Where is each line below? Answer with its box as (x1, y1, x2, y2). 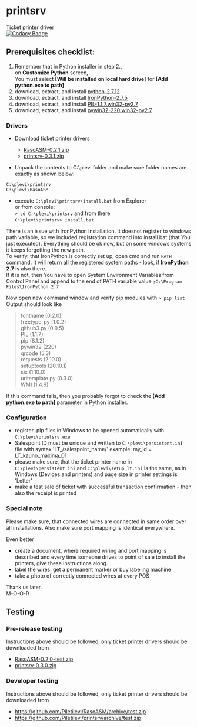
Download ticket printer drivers (14, 135, 90, 142)
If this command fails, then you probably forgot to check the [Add (6, 393, 165, 400)
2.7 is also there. (6, 265, 47, 272)
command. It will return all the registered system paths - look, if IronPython (6, 259, 189, 266)
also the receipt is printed (14, 490, 77, 497)
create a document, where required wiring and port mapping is (14, 547, 167, 554)
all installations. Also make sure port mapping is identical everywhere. (6, 524, 175, 531)
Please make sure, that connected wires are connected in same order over (6, 518, 187, 525)
